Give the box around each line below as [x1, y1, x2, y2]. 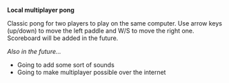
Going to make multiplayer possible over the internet [17, 68, 166, 76]
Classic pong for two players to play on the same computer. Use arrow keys [7, 19, 223, 27]
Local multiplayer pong [7, 6, 74, 14]
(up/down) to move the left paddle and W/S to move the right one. [7, 27, 195, 35]
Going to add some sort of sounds [17, 61, 115, 68]
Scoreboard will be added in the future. [7, 34, 119, 42]
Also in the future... [7, 48, 61, 55]
